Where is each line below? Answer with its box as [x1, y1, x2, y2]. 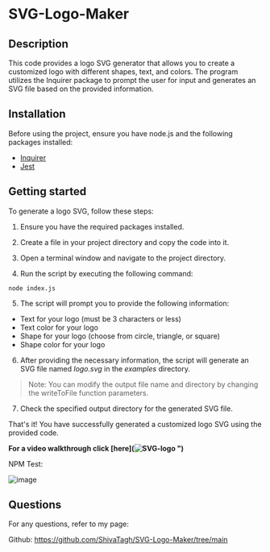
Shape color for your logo [19, 339, 106, 349]
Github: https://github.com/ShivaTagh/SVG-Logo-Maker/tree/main [8, 535, 228, 545]
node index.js [8, 284, 56, 293]
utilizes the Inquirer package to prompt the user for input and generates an [8, 76, 256, 85]
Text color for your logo [19, 322, 99, 332]
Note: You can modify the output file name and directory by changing [27, 380, 259, 389]
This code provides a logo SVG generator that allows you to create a [8, 58, 235, 68]
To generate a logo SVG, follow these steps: [8, 206, 155, 216]
